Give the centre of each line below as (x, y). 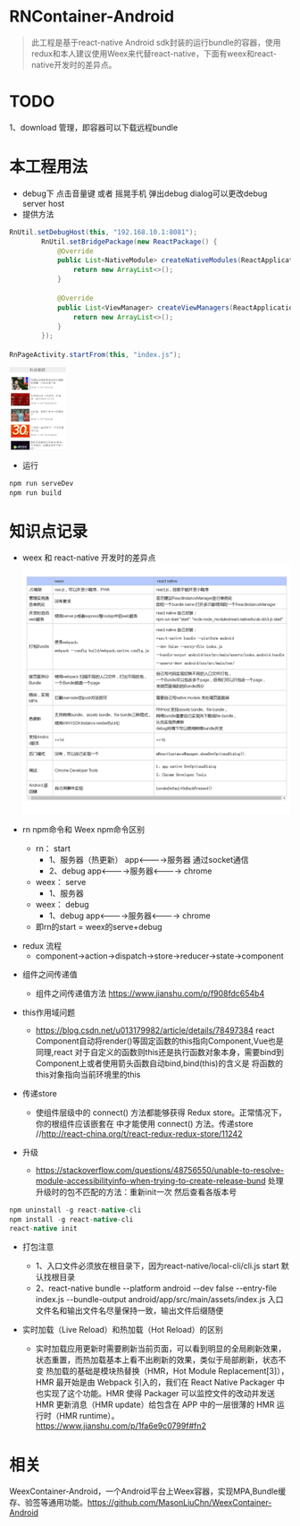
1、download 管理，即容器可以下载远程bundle (94, 127)
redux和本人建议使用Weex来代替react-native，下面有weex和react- (154, 53)
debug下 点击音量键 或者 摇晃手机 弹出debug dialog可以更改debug (145, 193)
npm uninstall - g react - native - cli (75, 1210)
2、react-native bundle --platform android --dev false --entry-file (156, 1288)
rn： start (53, 848)
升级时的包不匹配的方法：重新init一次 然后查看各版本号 (136, 1191)
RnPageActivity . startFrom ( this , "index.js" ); (95, 355)
